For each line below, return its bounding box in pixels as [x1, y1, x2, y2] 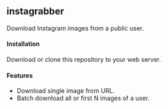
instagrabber [6, 6, 64, 17]
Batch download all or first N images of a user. [16, 94, 150, 103]
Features [6, 71, 33, 79]
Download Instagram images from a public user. [6, 24, 144, 32]
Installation [6, 40, 40, 48]
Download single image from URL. [16, 87, 115, 95]
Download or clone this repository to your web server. [6, 56, 162, 64]
